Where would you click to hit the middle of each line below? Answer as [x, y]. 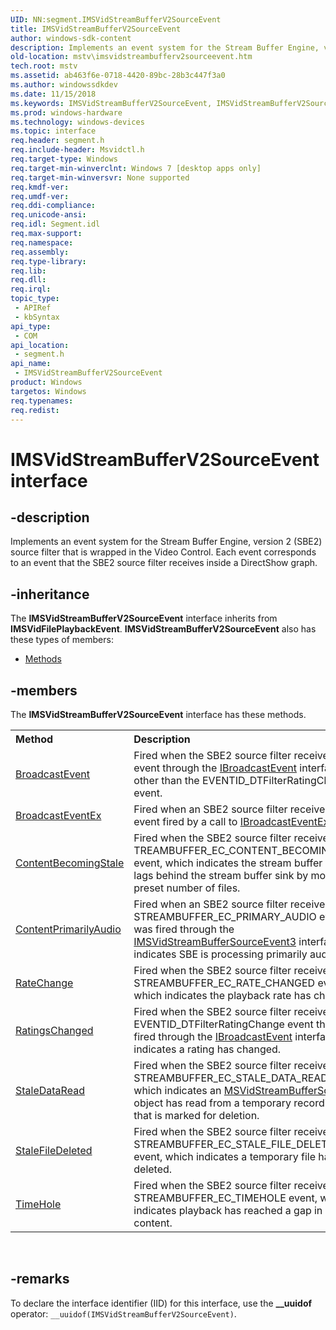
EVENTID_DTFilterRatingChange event [223, 1024]
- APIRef [33, 308]
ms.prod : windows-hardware [66, 112]
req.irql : [31, 289]
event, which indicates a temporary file [225, 1156]
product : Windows [46, 382]
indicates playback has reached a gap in [228, 1210]
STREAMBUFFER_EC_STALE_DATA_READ [230, 1078]
